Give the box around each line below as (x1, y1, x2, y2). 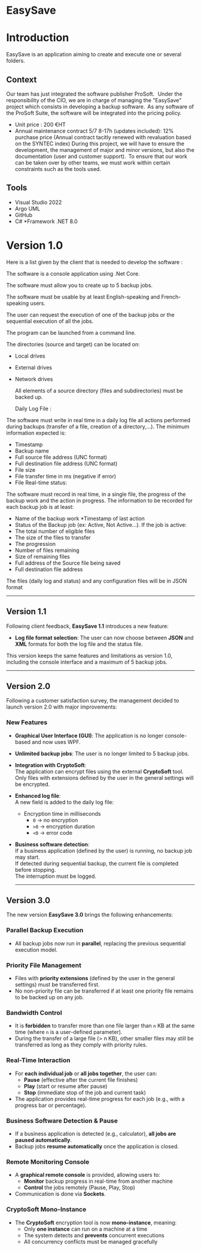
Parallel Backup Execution (6, 926, 84, 935)
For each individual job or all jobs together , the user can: (14, 1070, 157, 1077)
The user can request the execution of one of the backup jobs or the (6, 311, 175, 318)
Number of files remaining (14, 547, 80, 554)
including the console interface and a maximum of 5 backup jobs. (6, 658, 167, 666)
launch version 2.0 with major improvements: (6, 703, 117, 710)
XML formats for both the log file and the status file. (14, 640, 143, 648)
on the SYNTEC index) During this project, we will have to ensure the (14, 140, 184, 147)
